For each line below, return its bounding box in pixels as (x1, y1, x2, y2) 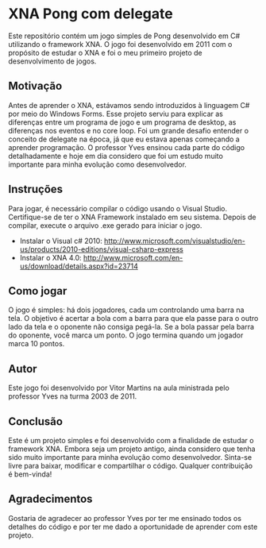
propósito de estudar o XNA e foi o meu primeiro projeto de (8, 48, 202, 57)
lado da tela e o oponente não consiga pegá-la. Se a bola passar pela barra (8, 322, 255, 332)
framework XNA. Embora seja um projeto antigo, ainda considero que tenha (8, 444, 256, 453)
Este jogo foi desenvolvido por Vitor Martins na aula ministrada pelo (8, 383, 230, 393)
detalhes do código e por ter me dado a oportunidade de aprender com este (8, 522, 258, 531)
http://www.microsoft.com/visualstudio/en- (104, 236, 246, 245)
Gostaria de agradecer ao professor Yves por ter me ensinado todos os (8, 513, 242, 523)
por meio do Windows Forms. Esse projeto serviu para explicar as (8, 109, 224, 118)
